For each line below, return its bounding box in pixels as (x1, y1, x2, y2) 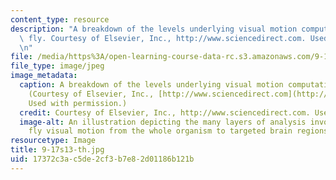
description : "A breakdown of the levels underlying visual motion (10, 24, 298, 34)
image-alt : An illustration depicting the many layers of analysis (19, 117, 307, 127)
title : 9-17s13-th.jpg (10, 145, 105, 155)
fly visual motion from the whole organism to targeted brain (28, 126, 293, 136)
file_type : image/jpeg (10, 61, 105, 71)
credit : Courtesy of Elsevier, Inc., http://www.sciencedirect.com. (19, 107, 311, 118)
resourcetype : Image (10, 136, 97, 146)
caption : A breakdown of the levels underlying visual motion (19, 80, 284, 90)
